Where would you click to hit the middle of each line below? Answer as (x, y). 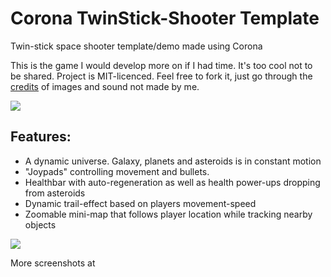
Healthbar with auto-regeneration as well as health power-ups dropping (172, 182)
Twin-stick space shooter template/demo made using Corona (136, 46)
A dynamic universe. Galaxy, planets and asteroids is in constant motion (173, 161)
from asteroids (55, 193)
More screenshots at (53, 263)
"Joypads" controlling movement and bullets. (117, 171)
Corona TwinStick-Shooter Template (165, 18)
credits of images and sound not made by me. (105, 86)
